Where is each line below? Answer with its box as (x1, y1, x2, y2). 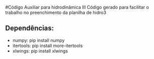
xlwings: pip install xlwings (12, 47, 68, 54)
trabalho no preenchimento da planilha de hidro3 (5, 9, 107, 15)
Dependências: (5, 24, 54, 32)
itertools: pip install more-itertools (12, 42, 83, 48)
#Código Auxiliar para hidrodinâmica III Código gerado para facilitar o (5, 4, 149, 10)
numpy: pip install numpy (12, 37, 65, 43)
